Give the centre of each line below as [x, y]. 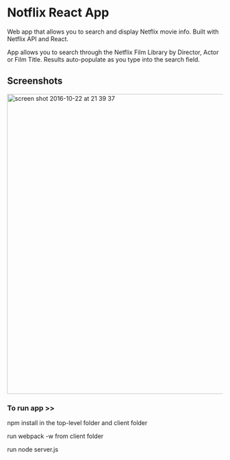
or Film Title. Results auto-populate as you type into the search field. [104, 59]
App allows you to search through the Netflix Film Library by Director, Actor [113, 52]
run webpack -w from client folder [55, 436]
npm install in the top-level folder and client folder [77, 423]
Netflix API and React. [38, 38]
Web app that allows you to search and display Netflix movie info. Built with [113, 32]
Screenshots [35, 81]
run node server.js [33, 450]
